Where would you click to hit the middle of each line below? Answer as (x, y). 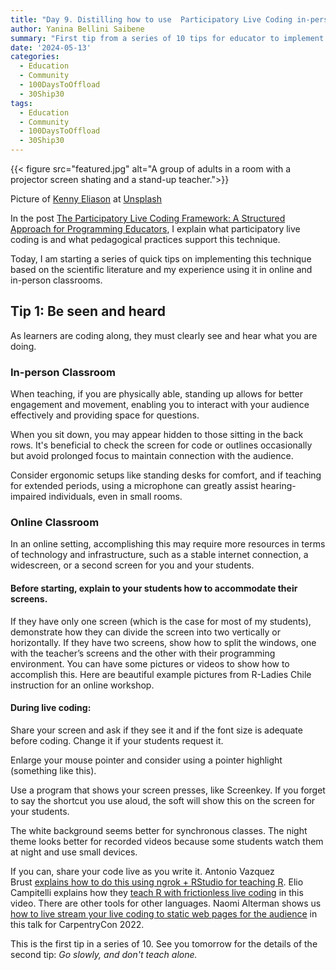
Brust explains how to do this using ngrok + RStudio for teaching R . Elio (157, 882)
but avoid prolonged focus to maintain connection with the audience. (152, 456)
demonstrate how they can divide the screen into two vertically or (145, 632)
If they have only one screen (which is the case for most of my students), (161, 621)
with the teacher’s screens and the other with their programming (143, 653)
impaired (28, 497)
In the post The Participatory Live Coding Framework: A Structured (148, 218)
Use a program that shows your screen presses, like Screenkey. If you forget (168, 790)
